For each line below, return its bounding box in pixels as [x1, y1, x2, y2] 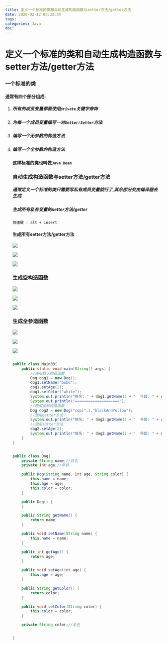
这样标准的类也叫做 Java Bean [12, 160, 72, 166]
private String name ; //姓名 [21, 458, 78, 463]
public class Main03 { [12, 361, 58, 366]
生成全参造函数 [12, 318, 49, 324]
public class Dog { [12, 453, 51, 458]
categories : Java [5, 21, 41, 26]
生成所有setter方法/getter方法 [12, 231, 75, 237]
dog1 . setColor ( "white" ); [30, 389, 82, 395]
